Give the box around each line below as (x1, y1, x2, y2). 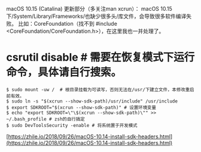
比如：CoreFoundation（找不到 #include (17, 20, 118, 27)
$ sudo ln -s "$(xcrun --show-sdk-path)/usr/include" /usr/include (6, 98, 178, 104)
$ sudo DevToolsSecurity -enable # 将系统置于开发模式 (6, 122, 138, 128)
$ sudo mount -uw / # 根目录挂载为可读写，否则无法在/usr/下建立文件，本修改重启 (6, 86, 194, 92)
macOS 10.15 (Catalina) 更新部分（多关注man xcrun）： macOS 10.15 (6, 5, 172, 12)
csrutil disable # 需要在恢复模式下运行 (6, 51, 195, 64)
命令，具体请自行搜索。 (6, 66, 122, 79)
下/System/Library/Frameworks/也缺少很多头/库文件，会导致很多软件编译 (6, 13, 187, 20)
